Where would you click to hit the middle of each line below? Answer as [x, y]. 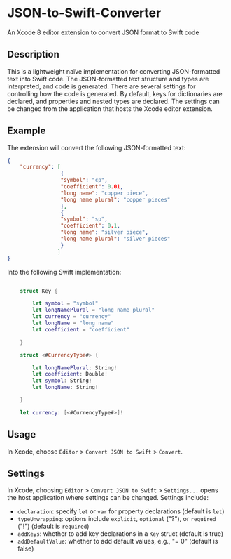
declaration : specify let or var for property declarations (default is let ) [121, 511]
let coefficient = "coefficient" [81, 329]
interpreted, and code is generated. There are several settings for [101, 86]
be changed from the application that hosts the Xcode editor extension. [110, 108]
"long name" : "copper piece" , [105, 193]
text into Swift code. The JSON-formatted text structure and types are [108, 79]
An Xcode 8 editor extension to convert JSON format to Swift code [103, 32]
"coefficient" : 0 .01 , [92, 187]
